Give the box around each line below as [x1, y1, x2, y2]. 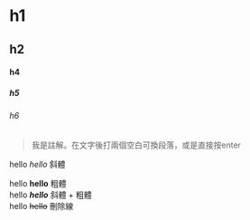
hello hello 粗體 [9, 177, 67, 188]
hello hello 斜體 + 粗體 [9, 189, 92, 200]
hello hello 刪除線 [9, 200, 74, 211]
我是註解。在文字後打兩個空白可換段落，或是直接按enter [31, 139, 242, 150]
